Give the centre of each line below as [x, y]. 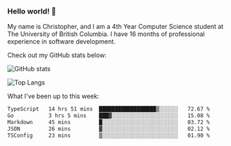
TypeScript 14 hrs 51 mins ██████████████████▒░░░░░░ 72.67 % [109, 109]
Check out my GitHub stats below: [57, 55]
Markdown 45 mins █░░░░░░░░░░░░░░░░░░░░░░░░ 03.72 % [109, 123]
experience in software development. [61, 42]
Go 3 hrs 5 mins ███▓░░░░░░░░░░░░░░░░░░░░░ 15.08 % [109, 116]
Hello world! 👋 [32, 11]
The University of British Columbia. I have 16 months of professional [106, 34]
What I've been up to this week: [53, 96]
